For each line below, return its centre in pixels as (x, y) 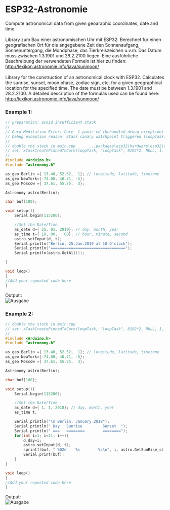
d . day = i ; (33, 440)
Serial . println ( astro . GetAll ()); (50, 253)
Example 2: (19, 314)
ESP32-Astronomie (47, 9)
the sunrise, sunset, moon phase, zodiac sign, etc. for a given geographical (84, 83)
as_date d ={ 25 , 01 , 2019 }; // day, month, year (67, 229)
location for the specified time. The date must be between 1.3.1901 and (79, 88)
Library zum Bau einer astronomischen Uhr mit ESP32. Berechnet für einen (83, 40)
